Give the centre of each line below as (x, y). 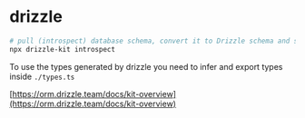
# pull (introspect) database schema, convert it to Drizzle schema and (150, 41)
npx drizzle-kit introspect (63, 49)
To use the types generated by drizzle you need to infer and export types (146, 66)
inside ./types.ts (42, 76)
